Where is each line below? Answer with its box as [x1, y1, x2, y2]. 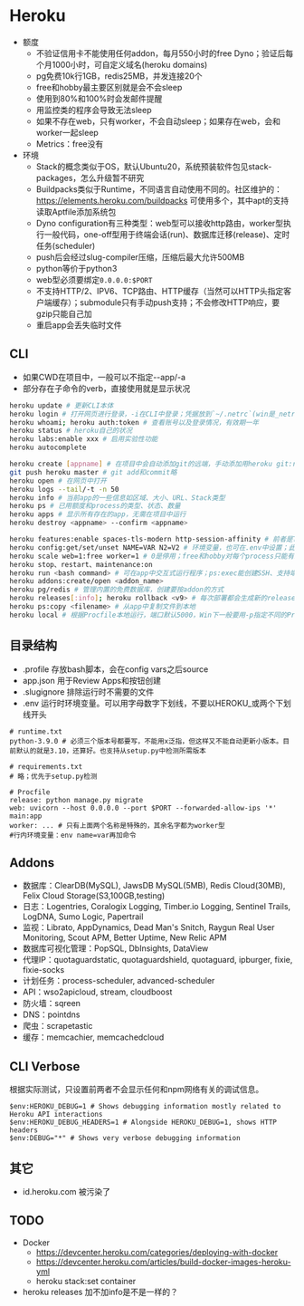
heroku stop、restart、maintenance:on [9, 560, 153, 569]
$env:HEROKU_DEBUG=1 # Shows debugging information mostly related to [9, 1102, 281, 1111]
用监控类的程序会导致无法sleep [35, 104, 152, 115]
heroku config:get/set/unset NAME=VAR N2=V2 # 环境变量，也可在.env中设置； [9, 543, 290, 552]
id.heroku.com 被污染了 [22, 1186, 111, 1196]
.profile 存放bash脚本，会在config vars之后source [22, 663, 209, 675]
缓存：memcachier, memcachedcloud [22, 1032, 165, 1042]
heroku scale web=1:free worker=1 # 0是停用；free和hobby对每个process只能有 [9, 552, 295, 561]
